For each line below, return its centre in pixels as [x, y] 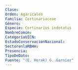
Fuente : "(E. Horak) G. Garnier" [39, 60]
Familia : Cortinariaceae [31, 19]
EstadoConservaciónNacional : [35, 42]
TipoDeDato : [17, 55]
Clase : [12, 10]
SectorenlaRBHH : [22, 46]
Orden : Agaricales [24, 14]
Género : [13, 23]
